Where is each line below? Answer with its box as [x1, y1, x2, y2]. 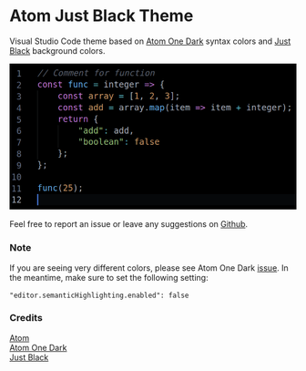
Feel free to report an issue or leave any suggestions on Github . [9, 219, 249, 230]
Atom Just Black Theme [9, 5, 194, 26]
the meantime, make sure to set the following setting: [9, 272, 209, 283]
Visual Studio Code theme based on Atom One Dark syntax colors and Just [9, 36, 291, 46]
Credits [9, 312, 43, 325]
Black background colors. [9, 45, 106, 56]
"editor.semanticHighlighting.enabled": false [9, 291, 189, 300]
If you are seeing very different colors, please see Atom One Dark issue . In [9, 262, 289, 273]
